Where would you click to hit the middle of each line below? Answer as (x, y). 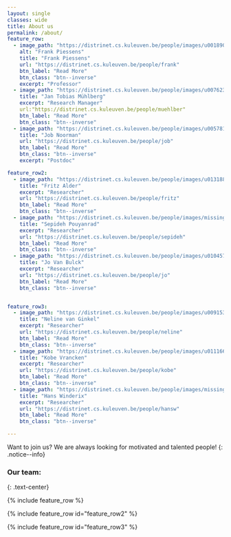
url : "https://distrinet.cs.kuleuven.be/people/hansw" (100, 409)
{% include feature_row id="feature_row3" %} (73, 527)
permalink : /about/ (35, 33)
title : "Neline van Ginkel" (59, 319)
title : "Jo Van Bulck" (52, 263)
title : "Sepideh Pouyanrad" (59, 224)
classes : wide (27, 20)
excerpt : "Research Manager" (61, 103)
